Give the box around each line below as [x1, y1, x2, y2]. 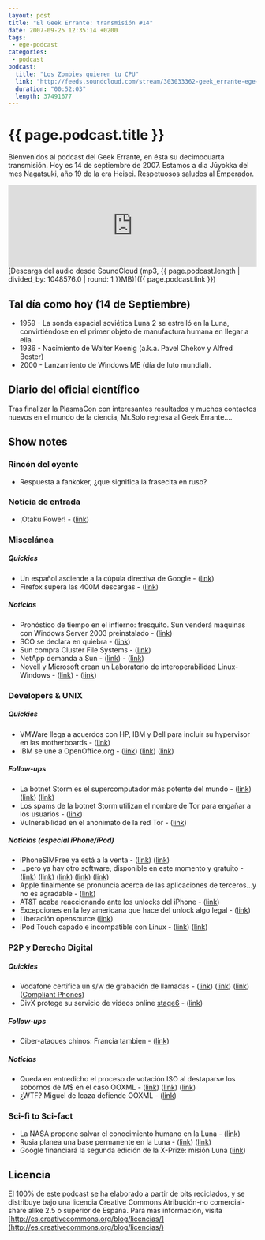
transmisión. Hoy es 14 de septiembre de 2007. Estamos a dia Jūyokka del [8, 161, 249, 170]
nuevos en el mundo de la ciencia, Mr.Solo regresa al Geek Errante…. [8, 412, 233, 422]
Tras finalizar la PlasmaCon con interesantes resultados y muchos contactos [8, 404, 257, 413]
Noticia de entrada [8, 496, 80, 507]
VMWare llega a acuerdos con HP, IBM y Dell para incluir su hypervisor [19, 729, 251, 738]
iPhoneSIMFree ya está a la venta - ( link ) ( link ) [19, 855, 170, 865]
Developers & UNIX [8, 689, 83, 700]
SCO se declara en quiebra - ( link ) [19, 637, 131, 646]
